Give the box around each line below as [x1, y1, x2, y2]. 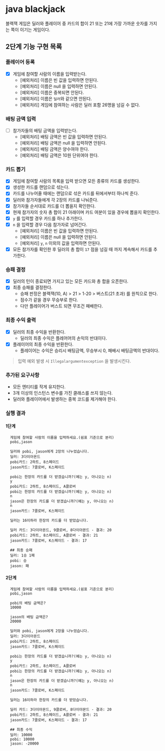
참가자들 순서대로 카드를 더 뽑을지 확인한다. [12, 203, 96, 209]
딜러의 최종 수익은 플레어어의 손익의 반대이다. [20, 335, 107, 341]
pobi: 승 [10, 558, 27, 563]
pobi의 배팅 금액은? [10, 601, 46, 606]
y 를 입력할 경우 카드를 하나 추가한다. [12, 215, 83, 221]
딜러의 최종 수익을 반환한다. [12, 329, 66, 335]
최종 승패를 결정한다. [12, 285, 53, 291]
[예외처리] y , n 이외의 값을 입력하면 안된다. [20, 240, 101, 246]
